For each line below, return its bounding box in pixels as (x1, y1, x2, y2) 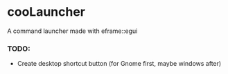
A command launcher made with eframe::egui (7, 27, 138, 35)
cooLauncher (7, 4, 85, 20)
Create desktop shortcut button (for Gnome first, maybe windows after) (17, 60, 222, 68)
